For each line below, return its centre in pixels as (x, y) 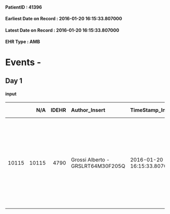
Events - (23, 62)
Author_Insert (88, 110)
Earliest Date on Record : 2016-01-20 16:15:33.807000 (64, 19)
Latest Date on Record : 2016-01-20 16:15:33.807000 (62, 30)
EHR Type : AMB (23, 42)
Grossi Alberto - (90, 160)
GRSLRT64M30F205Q (98, 166)
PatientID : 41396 (24, 7)
